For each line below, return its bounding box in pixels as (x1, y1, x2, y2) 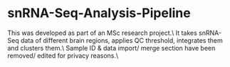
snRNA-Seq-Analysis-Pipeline (7, 5, 191, 21)
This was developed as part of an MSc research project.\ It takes (7, 29, 197, 37)
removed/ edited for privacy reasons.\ (7, 51, 119, 60)
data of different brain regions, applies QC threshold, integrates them (20, 36, 223, 44)
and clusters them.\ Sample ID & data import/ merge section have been (7, 43, 216, 52)
